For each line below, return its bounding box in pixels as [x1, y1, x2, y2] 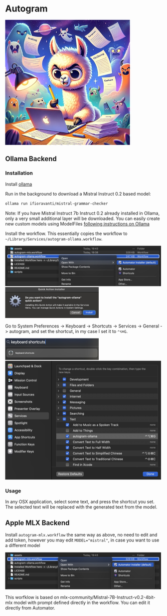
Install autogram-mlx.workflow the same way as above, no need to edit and [5, 532, 158, 538]
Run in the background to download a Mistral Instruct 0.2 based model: [5, 190, 151, 196]
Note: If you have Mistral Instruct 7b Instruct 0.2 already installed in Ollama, [5, 210, 160, 216]
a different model [5, 542, 41, 548]
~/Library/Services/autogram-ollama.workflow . [5, 235, 103, 241]
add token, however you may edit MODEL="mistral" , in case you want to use [5, 537, 160, 543]
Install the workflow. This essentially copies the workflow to [5, 230, 128, 236]
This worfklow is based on [5, 594, 59, 600]
